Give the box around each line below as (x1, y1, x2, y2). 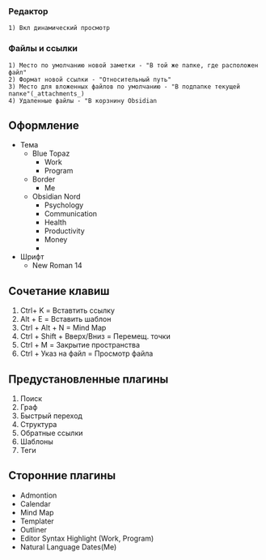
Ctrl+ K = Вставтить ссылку (19, 306, 116, 315)
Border (32, 174, 56, 184)
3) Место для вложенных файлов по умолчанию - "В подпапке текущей (8, 83, 241, 91)
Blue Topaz (32, 148, 70, 159)
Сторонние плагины (8, 468, 116, 483)
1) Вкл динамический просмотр (8, 24, 111, 32)
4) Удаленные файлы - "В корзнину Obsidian (8, 96, 158, 105)
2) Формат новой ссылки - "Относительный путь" (8, 75, 172, 83)
